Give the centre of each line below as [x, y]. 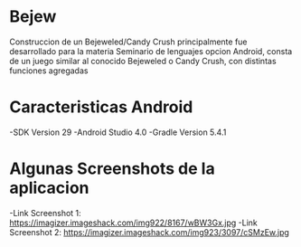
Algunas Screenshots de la [112, 169]
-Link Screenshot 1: [45, 213]
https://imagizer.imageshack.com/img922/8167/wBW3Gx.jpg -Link [133, 223]
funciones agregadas [49, 71]
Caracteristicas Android [101, 107]
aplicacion [49, 188]
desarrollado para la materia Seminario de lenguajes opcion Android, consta [151, 51]
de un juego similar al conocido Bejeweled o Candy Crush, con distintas [143, 61]
